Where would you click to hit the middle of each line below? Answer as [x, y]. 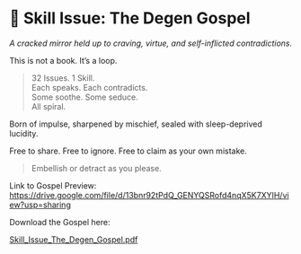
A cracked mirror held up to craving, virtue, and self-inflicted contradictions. [151, 43]
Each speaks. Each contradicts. [89, 87]
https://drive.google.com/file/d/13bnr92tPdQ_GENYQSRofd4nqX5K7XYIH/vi [149, 195]
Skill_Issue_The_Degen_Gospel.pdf [74, 239]
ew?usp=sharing [40, 205]
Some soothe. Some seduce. [85, 97]
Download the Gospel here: [60, 222]
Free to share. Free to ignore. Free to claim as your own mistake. [128, 151]
